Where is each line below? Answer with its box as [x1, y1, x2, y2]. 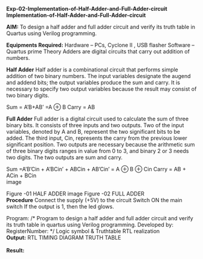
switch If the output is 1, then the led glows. [6, 203, 114, 210]
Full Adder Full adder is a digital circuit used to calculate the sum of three [6, 115, 189, 122]
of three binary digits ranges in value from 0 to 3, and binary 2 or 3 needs [6, 148, 189, 154]
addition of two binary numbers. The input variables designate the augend [6, 73, 192, 79]
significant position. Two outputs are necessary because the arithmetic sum [6, 141, 195, 148]
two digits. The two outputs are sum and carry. [6, 154, 123, 161]
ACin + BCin [6, 172, 37, 179]
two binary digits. [6, 92, 50, 99]
